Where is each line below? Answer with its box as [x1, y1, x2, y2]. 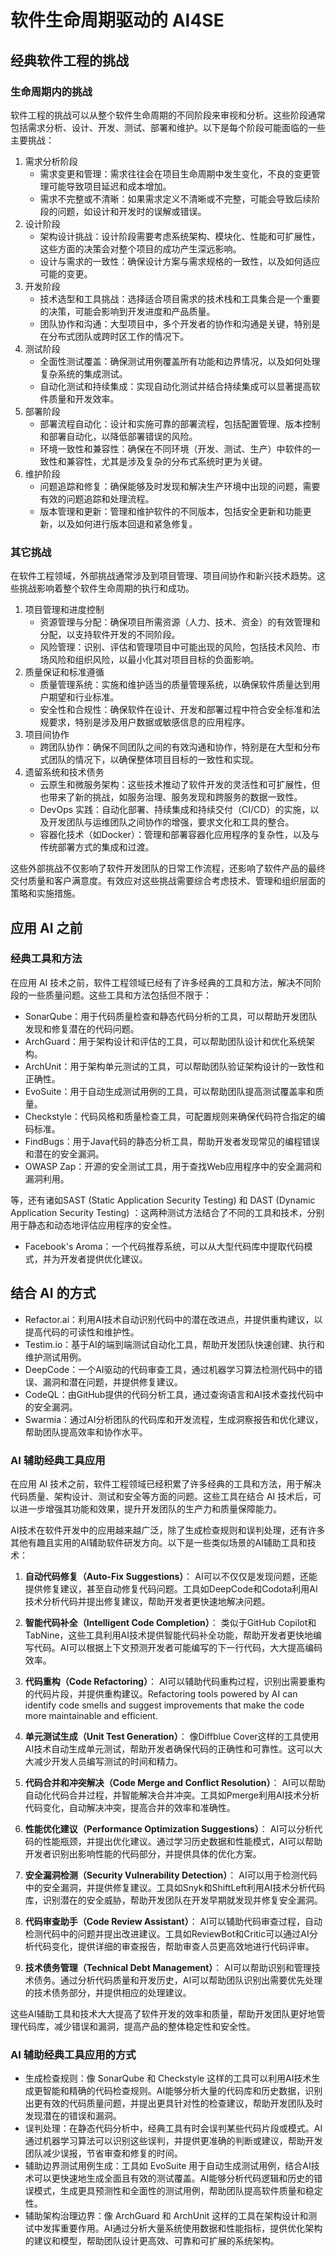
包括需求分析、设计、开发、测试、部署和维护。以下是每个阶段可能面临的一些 [10, 121, 326, 133]
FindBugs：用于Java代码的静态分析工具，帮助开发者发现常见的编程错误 [24, 1135, 321, 1147]
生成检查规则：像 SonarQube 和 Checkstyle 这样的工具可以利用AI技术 [24, 2072, 312, 2085]
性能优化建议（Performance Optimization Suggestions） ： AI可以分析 [24, 1822, 315, 1835]
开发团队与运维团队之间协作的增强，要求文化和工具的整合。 [48, 816, 295, 828]
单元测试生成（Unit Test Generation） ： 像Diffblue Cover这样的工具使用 [24, 1730, 320, 1742]
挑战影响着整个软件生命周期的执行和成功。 [18, 582, 195, 595]
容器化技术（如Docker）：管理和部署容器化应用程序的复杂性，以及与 [39, 829, 320, 841]
